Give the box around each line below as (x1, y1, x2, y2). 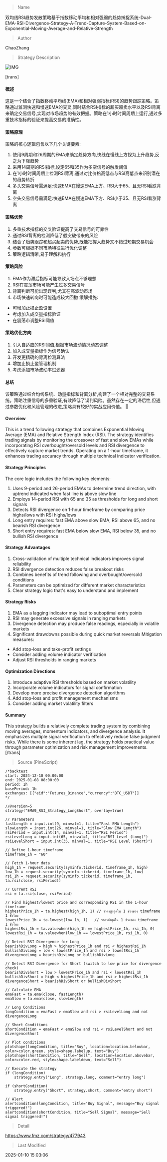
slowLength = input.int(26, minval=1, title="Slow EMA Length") (5, 826, 142, 831)
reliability (12, 561, 31, 567)
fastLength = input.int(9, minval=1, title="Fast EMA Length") (5, 821, 140, 826)
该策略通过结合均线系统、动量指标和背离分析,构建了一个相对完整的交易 (5, 391, 151, 397)
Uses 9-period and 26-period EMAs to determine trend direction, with (12, 485, 156, 491)
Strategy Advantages (5, 545, 51, 551)
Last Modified (17, 1143, 46, 1149)
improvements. (117, 744, 148, 750)
